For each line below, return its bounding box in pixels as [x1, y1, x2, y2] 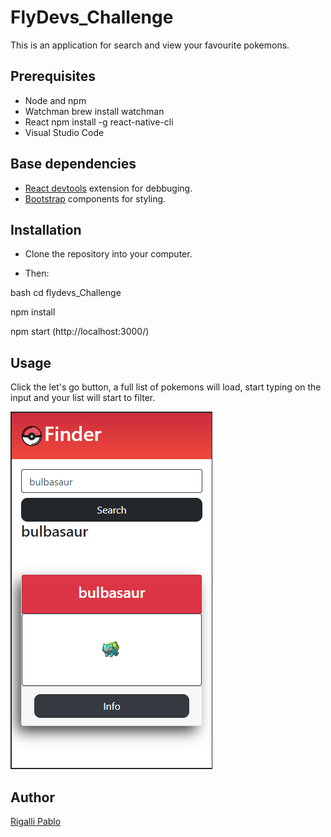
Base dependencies [10, 156, 137, 173]
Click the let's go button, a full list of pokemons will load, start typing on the [10, 381, 322, 393]
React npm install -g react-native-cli [24, 116, 174, 128]
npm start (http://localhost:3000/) [10, 326, 150, 338]
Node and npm [24, 94, 87, 106]
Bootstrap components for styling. [24, 192, 167, 205]
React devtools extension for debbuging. [24, 182, 193, 194]
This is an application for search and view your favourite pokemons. [10, 39, 290, 51]
